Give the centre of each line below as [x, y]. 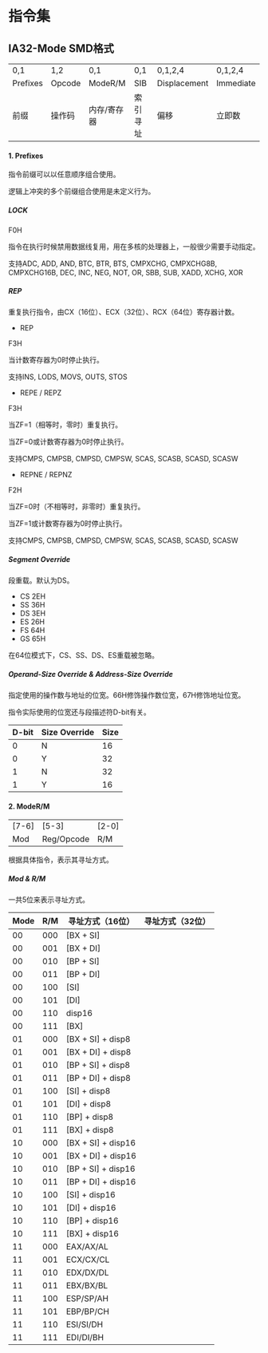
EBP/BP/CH [88, 1311]
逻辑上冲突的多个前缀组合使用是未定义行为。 [82, 192]
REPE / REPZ [41, 393]
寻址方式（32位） [177, 921]
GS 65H [33, 639]
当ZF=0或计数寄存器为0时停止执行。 [68, 442]
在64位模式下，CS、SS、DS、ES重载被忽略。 [84, 655]
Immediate [236, 83]
